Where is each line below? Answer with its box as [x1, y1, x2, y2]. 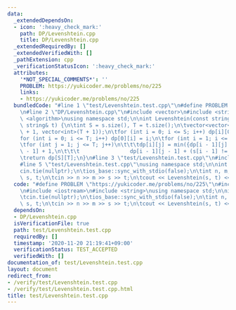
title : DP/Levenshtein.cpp [20, 37, 99, 44]
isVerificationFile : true [13, 220, 90, 227]
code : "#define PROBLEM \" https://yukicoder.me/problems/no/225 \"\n [13, 180, 218, 187]
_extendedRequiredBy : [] [13, 43, 86, 50]
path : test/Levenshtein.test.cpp [13, 226, 112, 233]
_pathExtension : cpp [13, 56, 74, 63]
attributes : [13, 69, 49, 76]
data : [7, 10, 23, 18]
